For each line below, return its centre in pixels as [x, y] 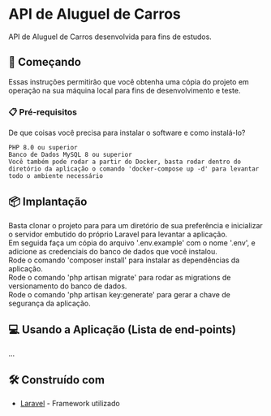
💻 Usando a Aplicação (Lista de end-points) [123, 330]
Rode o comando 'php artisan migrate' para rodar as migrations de [120, 277]
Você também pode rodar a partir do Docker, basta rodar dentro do [125, 162]
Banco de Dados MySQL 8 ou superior [70, 155]
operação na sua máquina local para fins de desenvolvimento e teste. [125, 90]
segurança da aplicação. [49, 303]
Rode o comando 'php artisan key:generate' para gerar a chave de [120, 294]
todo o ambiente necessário [56, 176]
